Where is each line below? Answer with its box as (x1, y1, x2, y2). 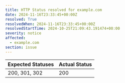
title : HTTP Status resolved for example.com (5, 7, 102, 13)
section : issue (5, 45, 37, 50)
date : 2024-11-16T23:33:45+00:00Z (5, 12, 78, 17)
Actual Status (58, 61, 92, 68)
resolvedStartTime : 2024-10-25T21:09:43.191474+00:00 (5, 26, 120, 31)
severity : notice (5, 31, 42, 36)
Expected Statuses (8, 61, 54, 68)
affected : (5, 36, 26, 41)
